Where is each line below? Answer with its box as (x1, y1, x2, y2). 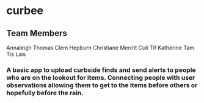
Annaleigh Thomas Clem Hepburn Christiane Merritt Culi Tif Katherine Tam (6, 44, 195, 51)
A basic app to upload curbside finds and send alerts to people (6, 65, 196, 74)
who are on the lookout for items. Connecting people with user (6, 73, 195, 82)
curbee (6, 4, 44, 18)
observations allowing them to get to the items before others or (6, 80, 198, 89)
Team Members (6, 28, 67, 38)
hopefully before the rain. (6, 88, 84, 97)
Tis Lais (6, 51, 26, 58)
